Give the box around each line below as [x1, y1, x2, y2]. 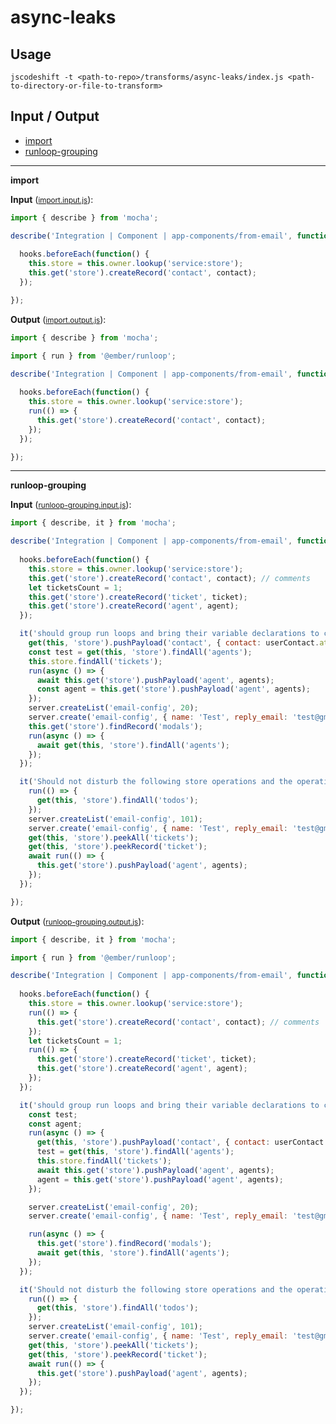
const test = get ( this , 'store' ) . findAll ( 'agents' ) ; [28, 647, 253, 657]
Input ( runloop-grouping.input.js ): [10, 499, 132, 511]
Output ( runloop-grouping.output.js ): [10, 915, 145, 927]
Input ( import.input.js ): [10, 193, 94, 205]
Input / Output [10, 108, 100, 125]
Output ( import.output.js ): [10, 313, 107, 325]
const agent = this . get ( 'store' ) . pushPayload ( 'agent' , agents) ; [36, 684, 311, 695]
